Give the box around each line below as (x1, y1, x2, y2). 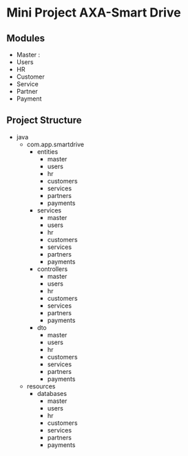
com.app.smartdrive (26, 140, 84, 148)
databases (36, 389, 67, 397)
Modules (6, 32, 45, 44)
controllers (36, 264, 68, 273)
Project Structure (6, 115, 82, 126)
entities (36, 147, 59, 156)
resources (26, 381, 56, 390)
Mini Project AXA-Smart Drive (6, 5, 181, 21)
